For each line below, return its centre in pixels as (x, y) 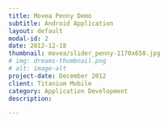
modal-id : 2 (28, 38)
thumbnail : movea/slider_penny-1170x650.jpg (84, 53)
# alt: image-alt (38, 69)
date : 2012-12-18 (38, 46)
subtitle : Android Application (61, 23)
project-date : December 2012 (57, 76)
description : (30, 99)
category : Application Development (68, 91)
